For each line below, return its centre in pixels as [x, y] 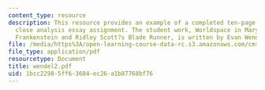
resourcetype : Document [47, 59]
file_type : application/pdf [54, 52]
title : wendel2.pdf [40, 67]
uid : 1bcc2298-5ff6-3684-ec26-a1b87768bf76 [81, 74]
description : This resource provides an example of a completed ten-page [132, 23]
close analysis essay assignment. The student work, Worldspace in [129, 30]
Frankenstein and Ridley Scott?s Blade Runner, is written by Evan [129, 37]
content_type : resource [47, 15]
